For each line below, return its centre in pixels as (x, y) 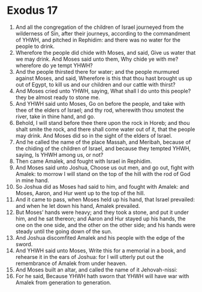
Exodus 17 (32, 11)
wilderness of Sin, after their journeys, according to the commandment (103, 33)
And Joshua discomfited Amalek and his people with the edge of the (100, 237)
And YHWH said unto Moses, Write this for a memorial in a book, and (101, 251)
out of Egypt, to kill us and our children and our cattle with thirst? (95, 84)
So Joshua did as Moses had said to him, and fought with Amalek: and (102, 186)
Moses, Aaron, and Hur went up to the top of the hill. (80, 193)
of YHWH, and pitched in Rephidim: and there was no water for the (98, 40)
